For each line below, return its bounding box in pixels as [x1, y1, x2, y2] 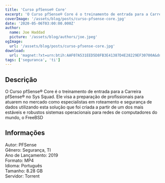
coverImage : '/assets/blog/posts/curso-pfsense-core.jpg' [5, 16, 126, 21]
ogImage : [5, 39, 23, 44]
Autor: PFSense [5, 142, 37, 148]
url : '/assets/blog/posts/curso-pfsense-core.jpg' [9, 44, 115, 49]
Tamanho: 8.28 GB [5, 168, 43, 174]
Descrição [5, 76, 37, 84]
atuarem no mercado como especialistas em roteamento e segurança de [5, 99, 152, 105]
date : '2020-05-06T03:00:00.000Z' [5, 21, 76, 26]
